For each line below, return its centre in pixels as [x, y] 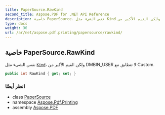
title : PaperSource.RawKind [34, 10]
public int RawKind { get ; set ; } [41, 74]
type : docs [16, 23]
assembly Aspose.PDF [35, 107]
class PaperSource [31, 97]
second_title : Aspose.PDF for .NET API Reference [57, 14]
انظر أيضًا [15, 86]
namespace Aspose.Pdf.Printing [45, 102]
